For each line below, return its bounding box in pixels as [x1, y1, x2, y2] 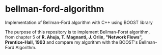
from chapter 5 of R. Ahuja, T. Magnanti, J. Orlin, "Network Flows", [5, 34, 143, 40]
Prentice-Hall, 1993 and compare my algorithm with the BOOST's [5, 39, 138, 45]
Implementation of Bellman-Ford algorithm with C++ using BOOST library [5, 19, 153, 25]
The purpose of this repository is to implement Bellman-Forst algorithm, [5, 29, 150, 35]
